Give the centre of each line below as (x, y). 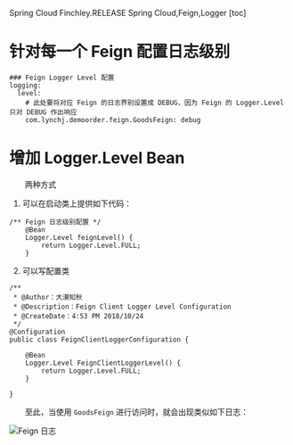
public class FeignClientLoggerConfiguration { (99, 339)
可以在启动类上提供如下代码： (77, 203)
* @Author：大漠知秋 (48, 297)
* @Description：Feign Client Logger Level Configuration (122, 307)
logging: (25, 85)
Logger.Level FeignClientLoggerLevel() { (103, 363)
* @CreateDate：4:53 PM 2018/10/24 (78, 316)
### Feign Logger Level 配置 (62, 78)
